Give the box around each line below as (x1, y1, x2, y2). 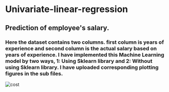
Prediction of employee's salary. (5, 24, 109, 32)
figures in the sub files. (5, 70, 63, 77)
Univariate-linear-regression (5, 4, 128, 15)
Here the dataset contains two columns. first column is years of (5, 39, 164, 46)
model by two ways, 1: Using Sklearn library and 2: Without (5, 57, 153, 64)
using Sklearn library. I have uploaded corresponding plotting (5, 64, 159, 71)
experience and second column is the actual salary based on (5, 45, 157, 52)
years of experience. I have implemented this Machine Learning (5, 51, 164, 58)
